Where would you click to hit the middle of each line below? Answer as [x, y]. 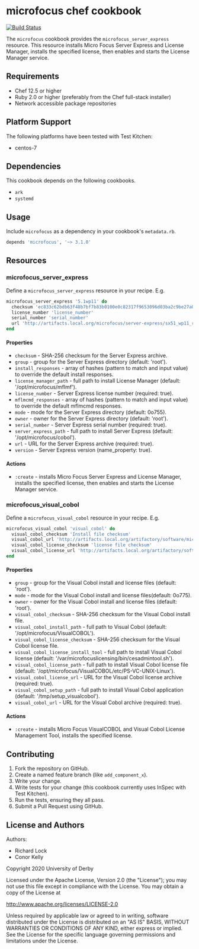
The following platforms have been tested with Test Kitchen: [79, 136]
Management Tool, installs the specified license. [73, 735]
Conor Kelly [29, 857]
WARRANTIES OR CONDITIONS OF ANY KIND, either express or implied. [94, 928]
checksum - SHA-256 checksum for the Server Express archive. [91, 356]
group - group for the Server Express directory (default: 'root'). [91, 362]
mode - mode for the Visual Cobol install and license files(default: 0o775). [103, 595]
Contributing [30, 754]
